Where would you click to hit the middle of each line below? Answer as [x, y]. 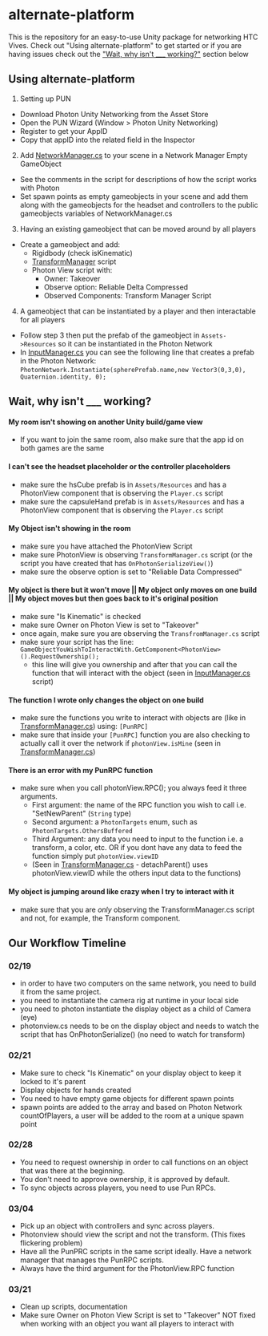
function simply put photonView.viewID [95, 856]
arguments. [39, 796]
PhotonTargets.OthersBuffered [82, 832]
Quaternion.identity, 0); [63, 377]
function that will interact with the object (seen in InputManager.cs [141, 673]
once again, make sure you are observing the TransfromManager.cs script [140, 633]
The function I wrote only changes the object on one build [106, 700]
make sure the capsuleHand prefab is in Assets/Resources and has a [132, 501]
